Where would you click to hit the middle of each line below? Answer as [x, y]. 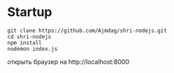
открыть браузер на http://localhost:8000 [68, 62]
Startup [30, 12]
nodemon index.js [32, 49]
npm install [24, 42]
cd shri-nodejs [29, 36]
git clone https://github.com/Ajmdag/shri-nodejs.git [87, 31]
